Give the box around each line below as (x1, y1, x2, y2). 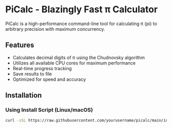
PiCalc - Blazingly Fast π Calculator (5, 4, 158, 15)
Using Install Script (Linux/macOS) (5, 106, 93, 114)
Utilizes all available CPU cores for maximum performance (12, 60, 136, 66)
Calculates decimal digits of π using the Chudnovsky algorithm (12, 54, 145, 60)
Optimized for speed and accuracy (12, 76, 86, 82)
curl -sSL (5, 118, 27, 123)
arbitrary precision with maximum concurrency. (5, 26, 105, 32)
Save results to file (12, 71, 52, 77)
